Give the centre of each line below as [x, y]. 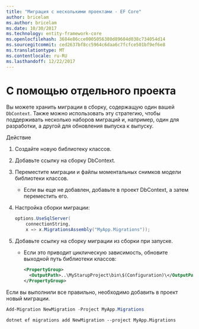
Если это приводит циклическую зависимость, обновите [96, 252]
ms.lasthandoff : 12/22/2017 [41, 61]
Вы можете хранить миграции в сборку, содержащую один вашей [90, 107]
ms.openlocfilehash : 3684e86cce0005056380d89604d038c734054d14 [86, 39]
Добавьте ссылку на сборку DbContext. [65, 160]
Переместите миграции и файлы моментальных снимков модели [98, 172]
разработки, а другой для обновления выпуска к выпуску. [80, 126]
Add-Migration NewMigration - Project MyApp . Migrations [75, 309]
